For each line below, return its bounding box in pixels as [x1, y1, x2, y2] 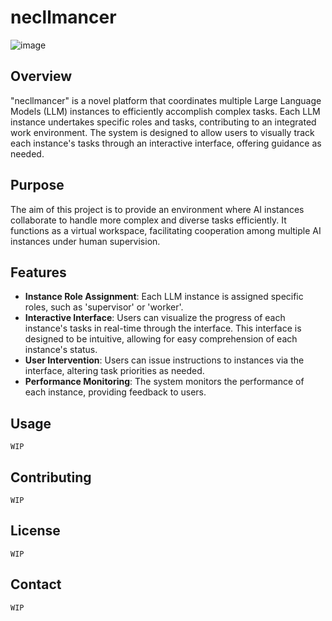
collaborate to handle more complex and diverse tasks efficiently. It [10, 214, 287, 226]
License [10, 522, 61, 540]
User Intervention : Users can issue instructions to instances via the [24, 354, 305, 366]
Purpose [10, 177, 65, 194]
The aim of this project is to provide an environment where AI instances [10, 203, 305, 215]
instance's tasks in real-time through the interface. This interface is [24, 322, 302, 335]
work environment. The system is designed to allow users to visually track [10, 126, 315, 138]
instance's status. [24, 344, 98, 356]
